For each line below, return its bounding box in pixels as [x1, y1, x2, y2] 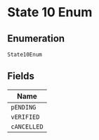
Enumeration [7, 33, 65, 45]
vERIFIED [11, 112, 40, 121]
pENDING [11, 103, 37, 111]
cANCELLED [11, 122, 44, 131]
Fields [7, 70, 35, 82]
